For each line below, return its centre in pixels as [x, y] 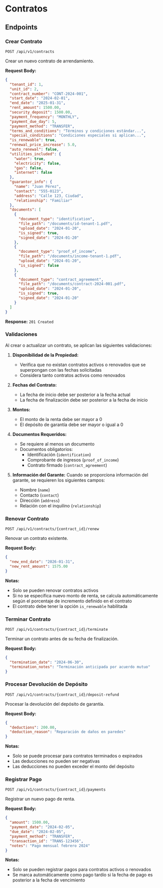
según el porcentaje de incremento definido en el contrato [72, 601]
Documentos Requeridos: [39, 434]
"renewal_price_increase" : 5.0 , [43, 145]
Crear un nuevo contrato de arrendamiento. [50, 61]
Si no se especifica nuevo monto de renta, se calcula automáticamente [85, 595]
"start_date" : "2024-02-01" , [40, 98]
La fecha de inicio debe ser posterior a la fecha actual [75, 395]
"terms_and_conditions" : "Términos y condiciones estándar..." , [78, 131]
